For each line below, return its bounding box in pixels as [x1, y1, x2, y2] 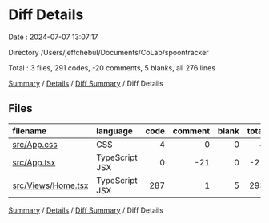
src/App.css [12, 138, 58, 149]
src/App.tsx [12, 157, 56, 168]
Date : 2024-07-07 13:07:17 [8, 32, 98, 42]
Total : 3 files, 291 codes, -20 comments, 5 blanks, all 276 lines [8, 62, 216, 73]
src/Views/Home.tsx [12, 180, 89, 191]
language [95, 125, 134, 137]
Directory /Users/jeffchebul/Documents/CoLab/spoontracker [8, 47, 210, 57]
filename [12, 125, 47, 137]
